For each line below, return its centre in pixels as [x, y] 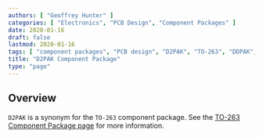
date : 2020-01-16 [36, 30]
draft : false [29, 37]
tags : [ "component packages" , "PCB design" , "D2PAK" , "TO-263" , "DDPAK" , [133, 52]
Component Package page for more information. [86, 125]
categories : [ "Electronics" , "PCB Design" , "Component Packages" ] [122, 23]
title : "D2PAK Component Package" [65, 60]
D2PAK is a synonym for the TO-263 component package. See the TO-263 [124, 117]
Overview [32, 98]
